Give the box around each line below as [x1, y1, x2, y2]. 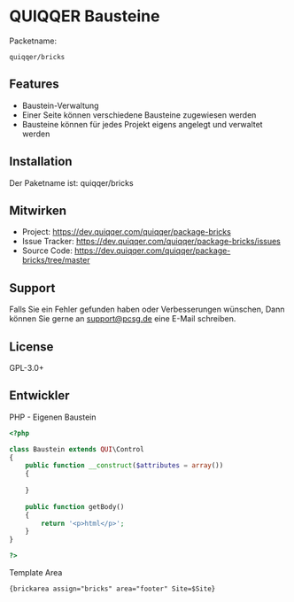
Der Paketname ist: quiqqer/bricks [9, 177, 135, 188]
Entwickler [9, 388, 70, 404]
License [9, 339, 54, 354]
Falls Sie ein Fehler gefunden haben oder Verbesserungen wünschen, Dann [9, 304, 285, 315]
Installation [9, 154, 73, 169]
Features [9, 77, 59, 92]
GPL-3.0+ [9, 363, 44, 373]
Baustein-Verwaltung [21, 100, 99, 111]
